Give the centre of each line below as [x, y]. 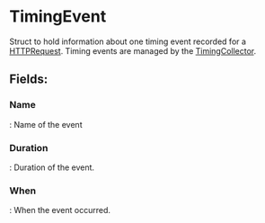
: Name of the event [46, 124]
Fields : [29, 80]
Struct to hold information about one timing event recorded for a [128, 41]
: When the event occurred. [60, 210]
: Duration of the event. [52, 167]
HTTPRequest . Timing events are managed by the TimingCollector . [133, 50]
